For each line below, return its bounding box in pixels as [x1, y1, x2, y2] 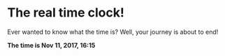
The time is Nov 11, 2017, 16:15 [7, 41, 96, 49]
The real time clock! [7, 5, 124, 21]
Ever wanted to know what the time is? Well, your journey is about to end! [7, 28, 219, 36]
